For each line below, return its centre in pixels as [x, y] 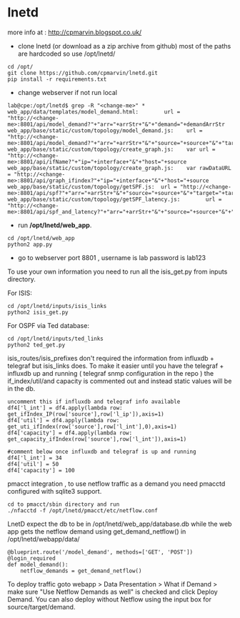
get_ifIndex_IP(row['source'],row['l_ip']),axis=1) [86, 414]
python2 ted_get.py [36, 345]
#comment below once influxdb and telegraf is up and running [102, 452]
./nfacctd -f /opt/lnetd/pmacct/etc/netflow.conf [83, 510]
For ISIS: [20, 293]
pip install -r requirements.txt [57, 79]
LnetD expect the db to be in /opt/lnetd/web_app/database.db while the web [120, 524]
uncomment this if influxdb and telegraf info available [94, 402]
